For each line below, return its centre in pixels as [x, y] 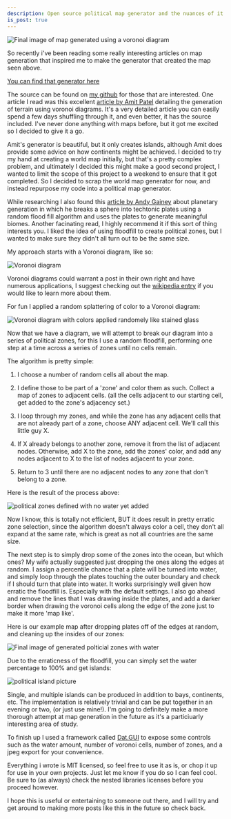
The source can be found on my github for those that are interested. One [110, 94]
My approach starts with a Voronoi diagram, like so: [80, 252]
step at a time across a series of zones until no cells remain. [92, 347]
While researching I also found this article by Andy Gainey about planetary [113, 201]
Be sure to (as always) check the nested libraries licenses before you [105, 780]
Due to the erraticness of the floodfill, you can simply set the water [102, 660]
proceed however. [33, 787]
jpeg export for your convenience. [56, 751]
